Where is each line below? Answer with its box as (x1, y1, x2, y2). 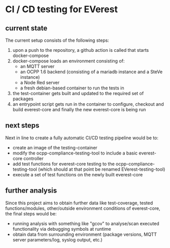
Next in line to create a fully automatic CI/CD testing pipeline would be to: (5, 135, 159, 141)
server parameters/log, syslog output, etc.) (12, 236, 103, 242)
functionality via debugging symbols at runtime (12, 226, 112, 232)
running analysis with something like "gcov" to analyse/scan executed (12, 220, 160, 227)
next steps (5, 121, 40, 130)
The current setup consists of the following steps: (5, 37, 109, 43)
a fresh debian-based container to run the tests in (20, 85, 124, 91)
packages (12, 96, 34, 102)
